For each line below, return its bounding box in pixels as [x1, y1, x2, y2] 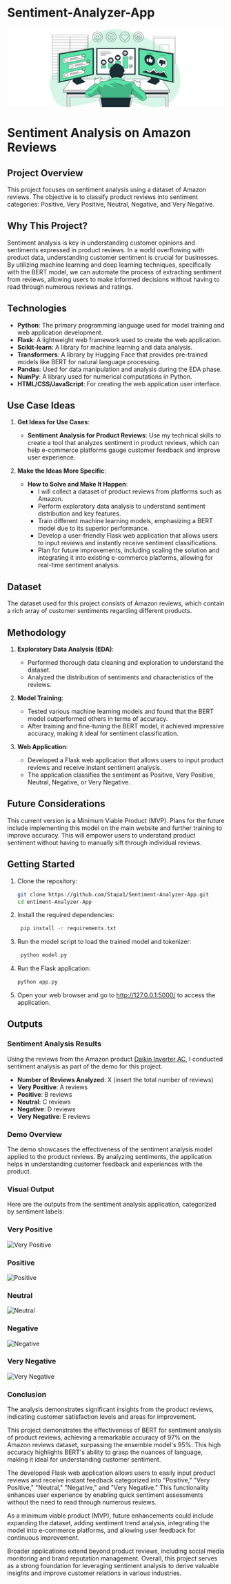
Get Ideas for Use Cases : [17, 418, 90, 426]
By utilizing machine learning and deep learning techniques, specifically [7, 261, 212, 269]
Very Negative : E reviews [17, 1112, 91, 1120]
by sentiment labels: [7, 1207, 64, 1216]
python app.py [17, 979, 58, 986]
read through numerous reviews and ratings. [7, 282, 133, 291]
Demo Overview [7, 1129, 62, 1139]
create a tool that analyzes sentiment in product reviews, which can [27, 439, 219, 447]
